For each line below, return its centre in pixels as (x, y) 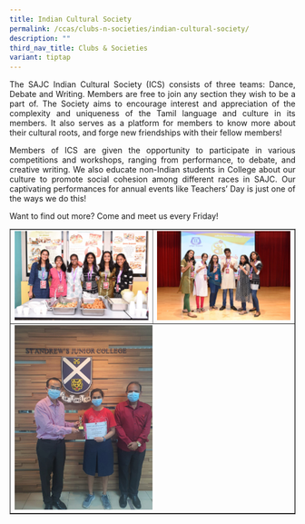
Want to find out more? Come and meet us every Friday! (114, 216)
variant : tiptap (40, 58)
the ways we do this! (48, 199)
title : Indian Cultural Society (70, 19)
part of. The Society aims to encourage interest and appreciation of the (152, 104)
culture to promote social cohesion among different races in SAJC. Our (152, 179)
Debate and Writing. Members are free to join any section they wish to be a (152, 94)
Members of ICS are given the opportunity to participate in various (152, 151)
